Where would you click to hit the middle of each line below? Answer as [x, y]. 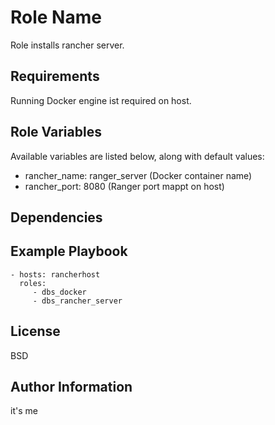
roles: [33, 283]
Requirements [55, 76]
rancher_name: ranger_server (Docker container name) [138, 175]
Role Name [56, 17]
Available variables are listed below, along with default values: [137, 156]
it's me [24, 411]
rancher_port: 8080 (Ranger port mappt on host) [124, 186]
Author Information [71, 386]
